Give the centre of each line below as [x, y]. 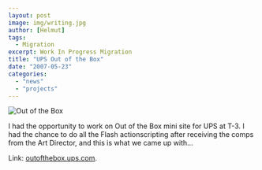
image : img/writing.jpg [47, 23]
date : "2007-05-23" [40, 67]
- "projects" [37, 89]
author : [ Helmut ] [37, 30]
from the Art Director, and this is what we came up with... [101, 143]
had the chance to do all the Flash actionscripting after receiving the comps [131, 135]
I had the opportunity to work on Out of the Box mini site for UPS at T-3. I [126, 126]
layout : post [30, 15]
